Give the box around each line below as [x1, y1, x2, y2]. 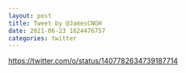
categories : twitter [8, 34, 78, 43]
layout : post [8, 11, 52, 20]
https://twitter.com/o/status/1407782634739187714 [8, 56, 179, 66]
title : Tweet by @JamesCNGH [8, 19, 103, 27]
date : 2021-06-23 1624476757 [8, 26, 106, 34]
